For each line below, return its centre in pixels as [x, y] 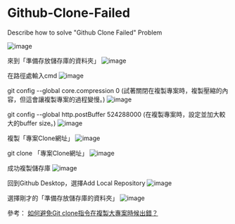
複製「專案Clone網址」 [40, 138]
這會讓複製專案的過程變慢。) [65, 99]
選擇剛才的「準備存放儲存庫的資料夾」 [63, 198]
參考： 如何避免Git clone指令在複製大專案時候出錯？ [83, 213]
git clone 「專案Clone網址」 [48, 153]
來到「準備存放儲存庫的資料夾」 [53, 61]
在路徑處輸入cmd [32, 75]
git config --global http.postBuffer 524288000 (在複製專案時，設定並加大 [113, 114]
